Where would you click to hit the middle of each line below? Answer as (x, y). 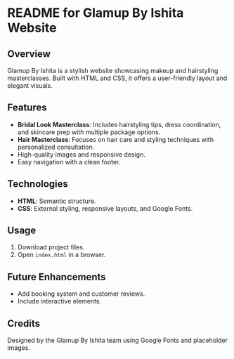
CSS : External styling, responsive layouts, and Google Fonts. (105, 208)
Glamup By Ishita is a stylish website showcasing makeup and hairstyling (113, 71)
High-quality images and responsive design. (81, 154)
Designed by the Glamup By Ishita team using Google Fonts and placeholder (118, 340)
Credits (24, 324)
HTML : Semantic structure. (57, 201)
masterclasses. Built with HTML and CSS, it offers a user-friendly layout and (117, 78)
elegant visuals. (30, 85)
